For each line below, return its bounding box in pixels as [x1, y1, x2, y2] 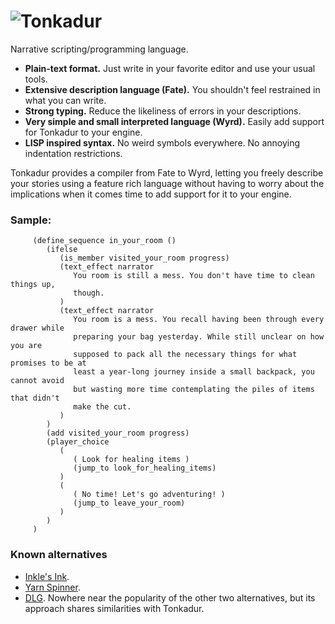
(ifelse [46, 245, 78, 255]
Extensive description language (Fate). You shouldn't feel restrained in [24, 83, 321, 95]
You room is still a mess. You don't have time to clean [73, 271, 315, 281]
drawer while [10, 323, 65, 334]
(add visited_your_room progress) [46, 428, 190, 439]
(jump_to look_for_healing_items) [73, 463, 217, 474]
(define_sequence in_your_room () [32, 236, 177, 246]
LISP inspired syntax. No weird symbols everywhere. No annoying [24, 136, 301, 149]
